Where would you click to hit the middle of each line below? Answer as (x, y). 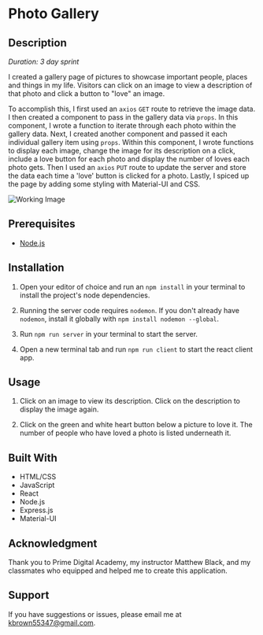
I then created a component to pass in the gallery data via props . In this (123, 117)
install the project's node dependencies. (85, 295)
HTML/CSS (38, 477)
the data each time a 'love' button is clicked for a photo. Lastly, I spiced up (129, 175)
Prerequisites (42, 224)
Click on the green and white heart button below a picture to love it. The (136, 425)
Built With (33, 458)
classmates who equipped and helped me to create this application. (118, 570)
